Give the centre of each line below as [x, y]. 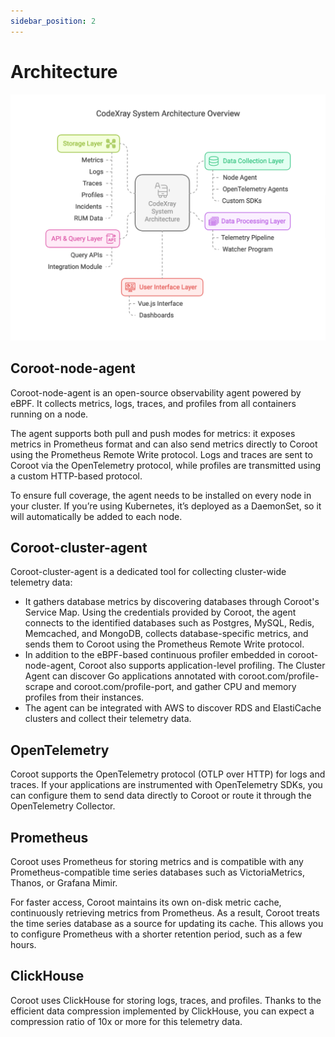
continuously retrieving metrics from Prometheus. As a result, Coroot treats [165, 913]
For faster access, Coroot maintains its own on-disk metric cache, [146, 902]
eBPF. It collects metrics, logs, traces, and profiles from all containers [153, 403]
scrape [39, 687]
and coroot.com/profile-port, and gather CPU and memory [176, 687]
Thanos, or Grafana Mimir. [64, 883]
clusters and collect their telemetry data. [108, 719]
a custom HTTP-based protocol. [76, 476]
